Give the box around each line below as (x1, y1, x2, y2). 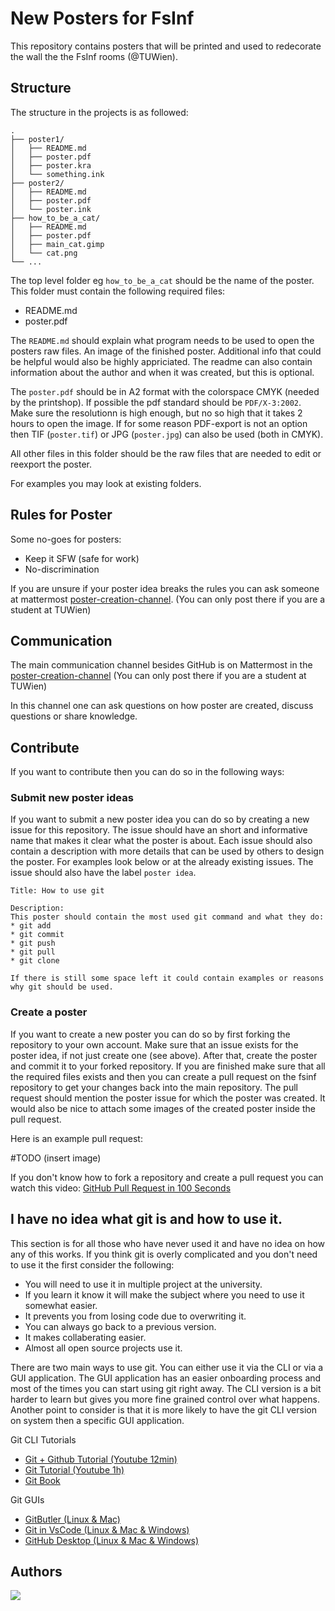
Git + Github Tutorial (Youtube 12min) (24, 1453, 178, 1465)
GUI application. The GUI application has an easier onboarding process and (10, 1372, 322, 1384)
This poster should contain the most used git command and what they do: (10, 912, 325, 922)
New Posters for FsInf (10, 7, 195, 30)
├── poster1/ (10, 134, 65, 144)
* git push (10, 938, 56, 949)
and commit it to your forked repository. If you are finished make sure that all (10, 1060, 326, 1072)
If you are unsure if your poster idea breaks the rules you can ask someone (10, 582, 320, 594)
